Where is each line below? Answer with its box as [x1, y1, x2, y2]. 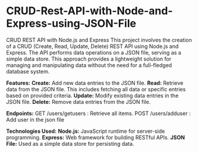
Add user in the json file [6, 116, 64, 123]
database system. [6, 68, 50, 75]
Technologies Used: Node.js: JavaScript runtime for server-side [6, 128, 165, 135]
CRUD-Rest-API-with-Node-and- [6, 4, 173, 18]
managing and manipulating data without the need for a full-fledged [6, 61, 172, 69]
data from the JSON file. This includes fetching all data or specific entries [6, 85, 186, 93]
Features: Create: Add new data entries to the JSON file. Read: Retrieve [6, 79, 184, 87]
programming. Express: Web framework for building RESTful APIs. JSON [6, 133, 186, 141]
